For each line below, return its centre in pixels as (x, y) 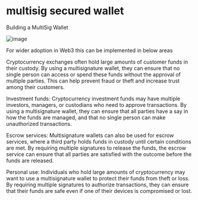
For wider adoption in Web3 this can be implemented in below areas (89, 50)
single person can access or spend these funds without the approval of (94, 74)
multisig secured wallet (65, 11)
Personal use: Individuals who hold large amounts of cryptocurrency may (96, 172)
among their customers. (35, 87)
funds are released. (30, 160)
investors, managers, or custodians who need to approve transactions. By (97, 104)
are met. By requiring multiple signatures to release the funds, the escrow (96, 148)
